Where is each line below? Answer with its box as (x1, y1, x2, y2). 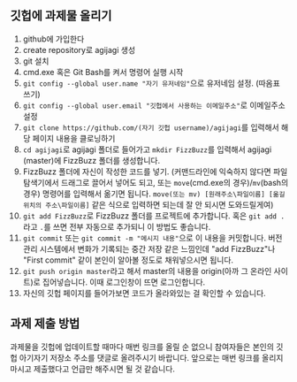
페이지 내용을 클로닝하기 (32, 133, 116, 143)
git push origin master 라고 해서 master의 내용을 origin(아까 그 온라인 (22, 265, 272, 276)
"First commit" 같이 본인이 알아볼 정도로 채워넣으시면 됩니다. (22, 255, 233, 265)
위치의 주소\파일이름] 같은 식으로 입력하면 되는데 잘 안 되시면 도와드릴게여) (22, 199, 274, 210)
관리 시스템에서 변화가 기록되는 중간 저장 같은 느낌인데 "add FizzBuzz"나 (22, 243, 276, 254)
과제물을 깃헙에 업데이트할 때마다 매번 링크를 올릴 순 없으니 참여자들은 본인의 (10, 341, 275, 352)
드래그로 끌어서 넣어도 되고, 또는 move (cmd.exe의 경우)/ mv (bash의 (61, 177, 289, 187)
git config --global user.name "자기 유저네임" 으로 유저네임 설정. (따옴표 (22, 78, 281, 88)
